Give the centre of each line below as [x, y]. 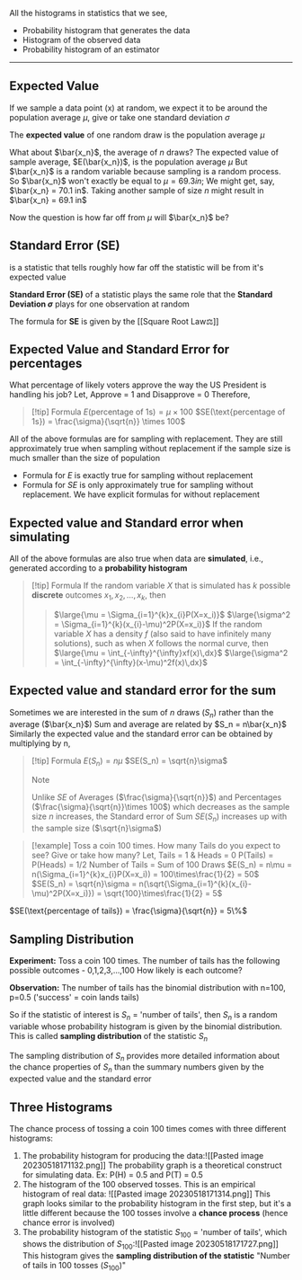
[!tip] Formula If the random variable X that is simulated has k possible [161, 586]
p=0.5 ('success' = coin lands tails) [74, 998]
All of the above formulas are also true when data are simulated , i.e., [136, 559]
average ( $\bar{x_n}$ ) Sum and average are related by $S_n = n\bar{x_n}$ [148, 724]
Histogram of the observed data [81, 40]
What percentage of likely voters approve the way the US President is [138, 385]
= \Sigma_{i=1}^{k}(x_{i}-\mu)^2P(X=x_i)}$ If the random [158, 625]
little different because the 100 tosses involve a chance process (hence [155, 1213]
